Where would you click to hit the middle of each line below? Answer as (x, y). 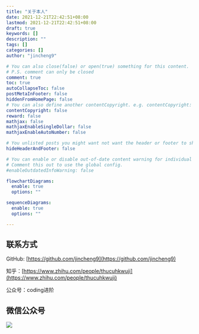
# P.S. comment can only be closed (50, 72)
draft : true (21, 28)
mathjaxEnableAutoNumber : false (46, 133)
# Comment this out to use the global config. (65, 165)
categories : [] (25, 50)
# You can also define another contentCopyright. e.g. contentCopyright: (99, 105)
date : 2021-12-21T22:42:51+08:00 (47, 17)
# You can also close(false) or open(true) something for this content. (98, 66)
